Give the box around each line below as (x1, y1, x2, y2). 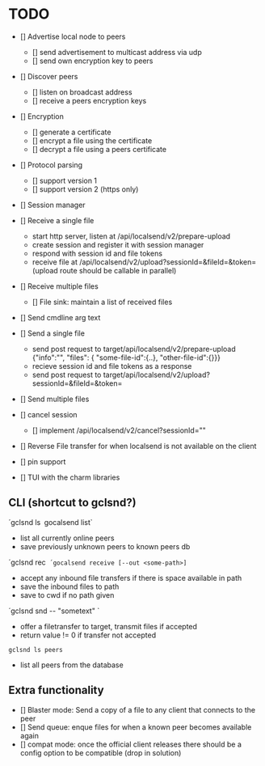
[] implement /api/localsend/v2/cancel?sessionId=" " (32, 425, 206, 435)
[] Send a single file (19, 328, 85, 338)
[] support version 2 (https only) (32, 184, 139, 194)
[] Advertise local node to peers (19, 32, 126, 41)
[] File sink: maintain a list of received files (32, 297, 173, 307)
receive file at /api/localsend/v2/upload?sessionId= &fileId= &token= (32, 256, 257, 267)
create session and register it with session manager (32, 239, 204, 249)
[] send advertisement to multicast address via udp (32, 47, 202, 57)
